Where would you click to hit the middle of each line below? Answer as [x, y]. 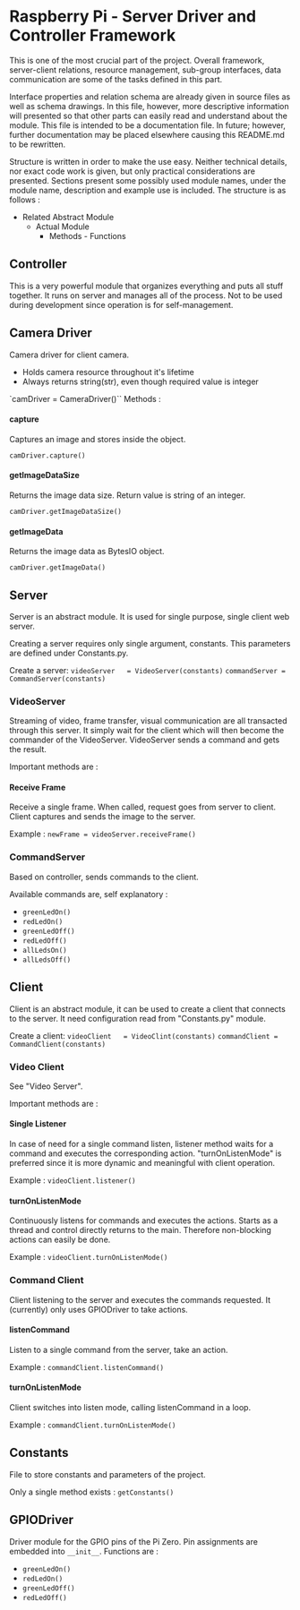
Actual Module [62, 227]
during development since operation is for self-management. [121, 304]
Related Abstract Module [68, 217]
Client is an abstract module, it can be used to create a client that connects [148, 1008]
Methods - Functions [88, 236]
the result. [28, 749]
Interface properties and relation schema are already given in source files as [150, 97]
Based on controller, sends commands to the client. [104, 877]
